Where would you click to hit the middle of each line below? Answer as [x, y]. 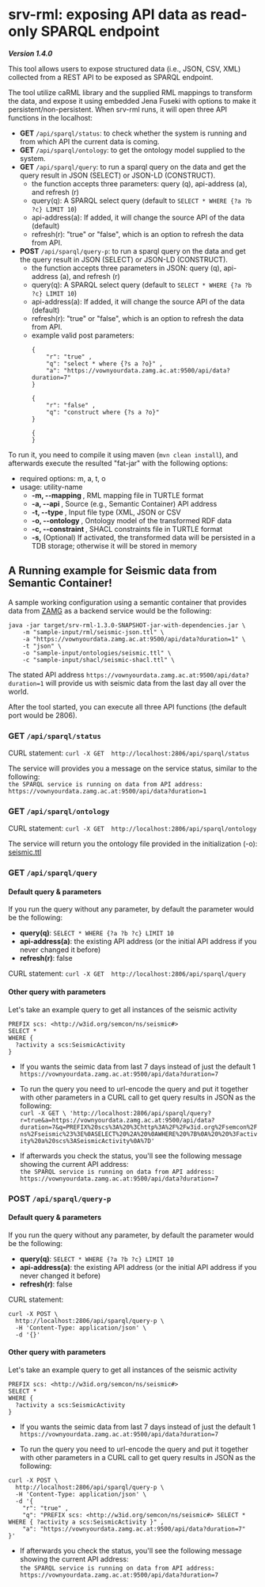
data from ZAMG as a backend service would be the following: [110, 610]
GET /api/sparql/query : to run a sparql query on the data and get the [133, 166]
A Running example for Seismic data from [113, 571]
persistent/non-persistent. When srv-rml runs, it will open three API [118, 109]
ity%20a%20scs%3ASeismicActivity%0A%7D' [87, 1141]
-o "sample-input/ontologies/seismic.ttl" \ [97, 653]
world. [19, 691]
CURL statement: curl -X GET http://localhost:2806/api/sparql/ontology [132, 828]
